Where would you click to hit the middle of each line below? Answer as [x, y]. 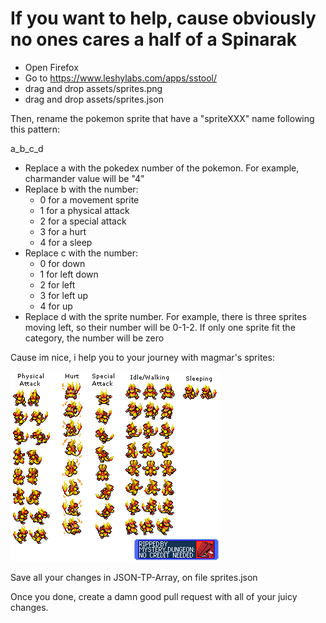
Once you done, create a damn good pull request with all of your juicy [154, 596]
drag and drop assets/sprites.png [93, 88]
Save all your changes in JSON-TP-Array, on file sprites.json [134, 577]
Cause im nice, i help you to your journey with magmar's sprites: [142, 357]
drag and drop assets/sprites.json [94, 99]
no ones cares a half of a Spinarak [154, 39]
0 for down [62, 263]
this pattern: [35, 129]
